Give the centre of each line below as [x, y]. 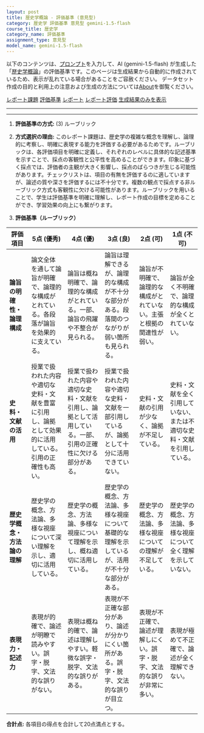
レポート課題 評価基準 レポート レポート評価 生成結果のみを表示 [87, 99]
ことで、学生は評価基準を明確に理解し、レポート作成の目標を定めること [105, 197]
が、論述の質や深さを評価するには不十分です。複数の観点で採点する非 [103, 182]
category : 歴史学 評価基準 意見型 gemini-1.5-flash [68, 23]
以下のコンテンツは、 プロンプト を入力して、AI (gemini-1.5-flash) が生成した [101, 64]
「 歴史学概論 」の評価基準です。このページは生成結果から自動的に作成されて [102, 71]
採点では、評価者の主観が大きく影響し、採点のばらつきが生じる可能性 [108, 167]
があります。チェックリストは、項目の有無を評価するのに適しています [102, 174]
